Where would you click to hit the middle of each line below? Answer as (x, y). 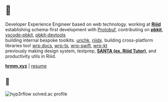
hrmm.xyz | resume (26, 66)
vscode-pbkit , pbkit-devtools (36, 35)
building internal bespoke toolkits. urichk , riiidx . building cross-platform (79, 40)
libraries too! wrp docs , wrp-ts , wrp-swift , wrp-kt (56, 45)
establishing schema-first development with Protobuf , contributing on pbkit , (84, 29)
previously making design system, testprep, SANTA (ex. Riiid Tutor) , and (81, 51)
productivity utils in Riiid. (31, 56)
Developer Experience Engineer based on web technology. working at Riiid (83, 24)
